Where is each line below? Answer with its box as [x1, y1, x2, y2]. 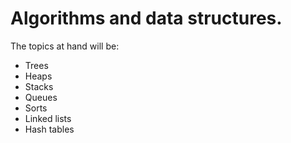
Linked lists [24, 112, 72, 124]
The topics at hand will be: [10, 40, 120, 52]
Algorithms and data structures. [10, 7, 283, 30]
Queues [24, 91, 58, 103]
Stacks [24, 80, 54, 92]
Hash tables [24, 123, 75, 135]
